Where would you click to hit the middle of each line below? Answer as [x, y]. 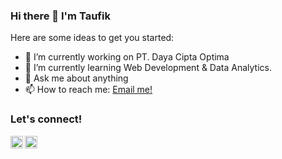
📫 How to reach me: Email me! [88, 90]
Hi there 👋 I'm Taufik [60, 16]
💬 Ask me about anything [76, 78]
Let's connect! [46, 119]
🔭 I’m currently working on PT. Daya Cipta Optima [127, 57]
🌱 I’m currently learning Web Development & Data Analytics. [148, 68]
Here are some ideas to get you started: [92, 38]
